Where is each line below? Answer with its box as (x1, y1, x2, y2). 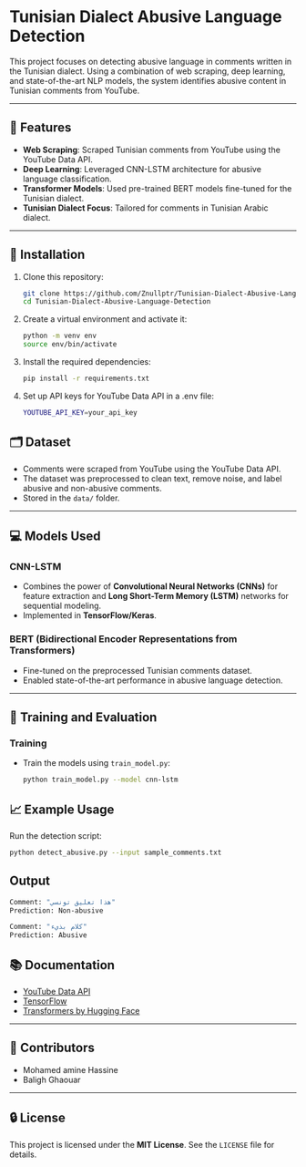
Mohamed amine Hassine (22, 1064, 118, 1075)
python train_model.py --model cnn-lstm (22, 775, 178, 785)
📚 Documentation (9, 957, 116, 973)
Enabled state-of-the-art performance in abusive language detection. (22, 675, 283, 686)
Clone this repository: (22, 271, 104, 282)
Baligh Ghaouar (22, 1074, 81, 1085)
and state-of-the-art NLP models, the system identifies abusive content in (9, 75, 287, 86)
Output (9, 873, 50, 889)
